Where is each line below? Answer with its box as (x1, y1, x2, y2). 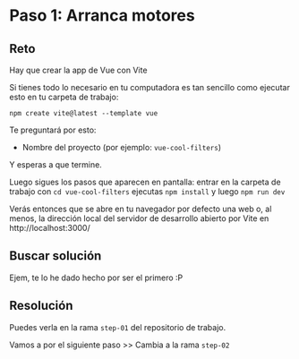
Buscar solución (9, 248, 102, 264)
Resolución (9, 298, 73, 313)
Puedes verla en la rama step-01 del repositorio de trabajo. (9, 321, 226, 332)
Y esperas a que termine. (9, 159, 103, 170)
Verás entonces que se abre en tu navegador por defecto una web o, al (9, 203, 272, 214)
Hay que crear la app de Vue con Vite (9, 64, 148, 75)
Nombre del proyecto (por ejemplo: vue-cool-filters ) (21, 142, 222, 152)
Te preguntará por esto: (9, 124, 97, 135)
